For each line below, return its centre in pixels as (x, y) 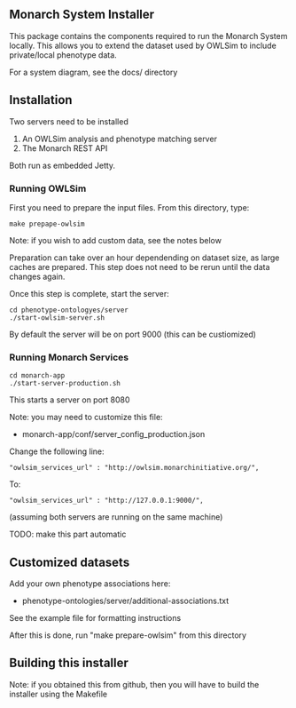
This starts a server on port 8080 (70, 400)
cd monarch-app (37, 376)
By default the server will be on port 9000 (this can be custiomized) (133, 334)
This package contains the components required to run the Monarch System (148, 36)
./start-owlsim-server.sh (57, 318)
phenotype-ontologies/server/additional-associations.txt (125, 601)
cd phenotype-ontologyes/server (69, 310)
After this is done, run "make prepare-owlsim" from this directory (128, 635)
